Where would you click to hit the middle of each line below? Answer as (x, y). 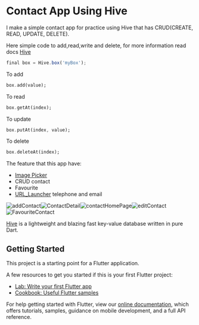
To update (19, 119)
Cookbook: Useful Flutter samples (57, 293)
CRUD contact (32, 182)
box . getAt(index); (29, 108)
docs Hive (18, 51)
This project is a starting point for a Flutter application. (73, 263)
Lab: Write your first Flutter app (53, 286)
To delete (18, 141)
